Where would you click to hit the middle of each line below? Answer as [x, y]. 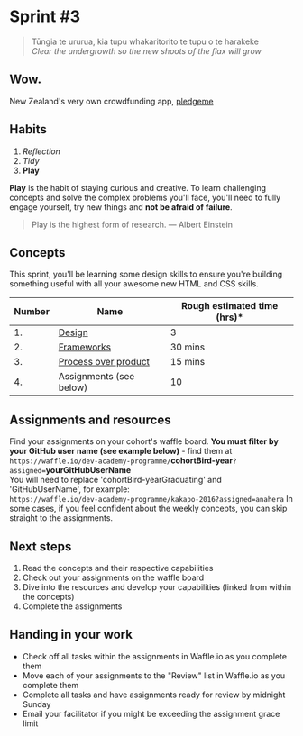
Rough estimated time [230, 306]
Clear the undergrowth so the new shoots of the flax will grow [146, 50]
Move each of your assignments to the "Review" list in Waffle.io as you [154, 675]
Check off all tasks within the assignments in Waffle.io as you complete [154, 656]
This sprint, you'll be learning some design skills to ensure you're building [146, 274]
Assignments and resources [90, 419]
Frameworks [84, 347]
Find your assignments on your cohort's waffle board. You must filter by [144, 441]
